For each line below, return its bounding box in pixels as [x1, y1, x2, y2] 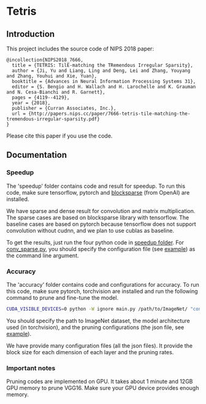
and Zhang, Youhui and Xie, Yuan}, [6, 73, 97, 79]
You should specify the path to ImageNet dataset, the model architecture [6, 317, 190, 324]
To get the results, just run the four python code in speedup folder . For [6, 238, 184, 246]
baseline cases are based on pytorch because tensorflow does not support [6, 220, 196, 228]
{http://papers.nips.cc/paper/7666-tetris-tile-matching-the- [28, 111, 191, 117]
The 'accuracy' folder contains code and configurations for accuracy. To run [6, 281, 199, 288]
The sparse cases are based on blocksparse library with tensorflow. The [6, 214, 189, 221]
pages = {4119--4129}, [12, 95, 70, 101]
